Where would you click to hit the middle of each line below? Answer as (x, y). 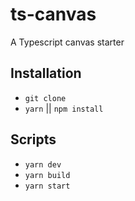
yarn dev (43, 164)
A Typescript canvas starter (67, 42)
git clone (45, 98)
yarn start (47, 186)
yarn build (47, 175)
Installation (46, 73)
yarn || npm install (64, 108)
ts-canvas (53, 14)
